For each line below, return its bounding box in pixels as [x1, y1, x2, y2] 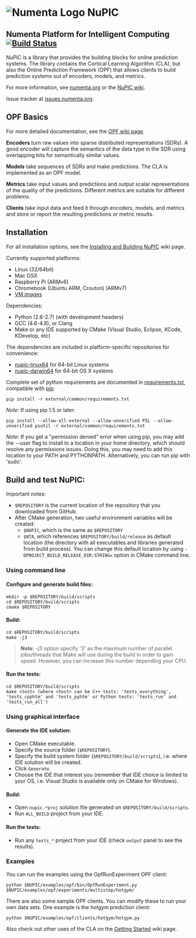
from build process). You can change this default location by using [23, 545, 184, 552]
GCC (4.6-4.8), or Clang [14, 319, 73, 326]
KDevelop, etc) [14, 332, 51, 339]
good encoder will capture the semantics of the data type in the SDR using [6, 145, 186, 152]
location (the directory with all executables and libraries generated [23, 539, 184, 546]
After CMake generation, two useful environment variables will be [14, 514, 173, 521]
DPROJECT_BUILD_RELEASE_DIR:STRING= [23, 552, 113, 559]
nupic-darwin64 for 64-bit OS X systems [14, 367, 114, 374]
